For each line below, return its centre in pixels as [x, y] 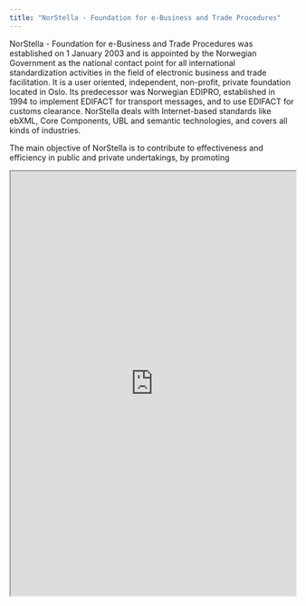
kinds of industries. [45, 130]
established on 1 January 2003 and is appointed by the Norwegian [133, 53]
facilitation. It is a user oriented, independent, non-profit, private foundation [150, 82]
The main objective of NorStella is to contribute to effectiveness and [137, 148]
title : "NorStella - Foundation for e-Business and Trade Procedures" [145, 18]
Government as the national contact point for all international [122, 63]
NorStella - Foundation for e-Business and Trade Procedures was [131, 43]
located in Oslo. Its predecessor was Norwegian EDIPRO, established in [143, 91]
